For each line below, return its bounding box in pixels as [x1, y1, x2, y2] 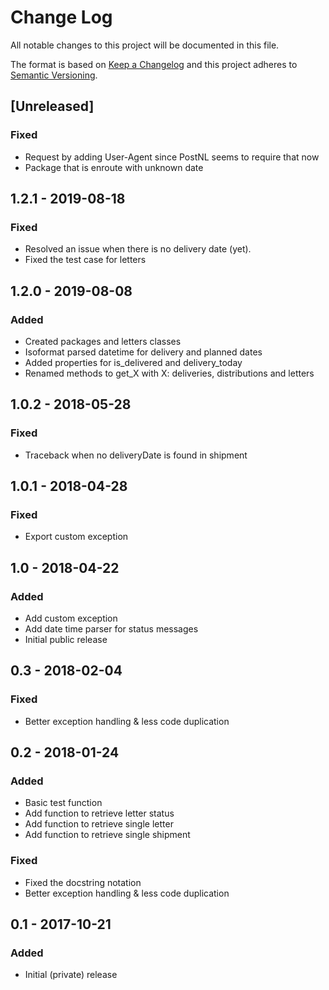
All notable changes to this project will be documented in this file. [10, 39, 280, 51]
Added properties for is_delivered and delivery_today [24, 357, 243, 368]
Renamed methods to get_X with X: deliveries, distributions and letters [24, 367, 315, 379]
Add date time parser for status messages [24, 623, 199, 635]
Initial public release [24, 634, 108, 646]
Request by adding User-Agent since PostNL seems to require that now [24, 151, 320, 163]
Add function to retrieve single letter [24, 818, 174, 830]
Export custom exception [24, 531, 129, 543]
